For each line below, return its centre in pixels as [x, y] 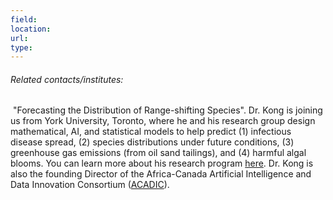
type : [21, 47]
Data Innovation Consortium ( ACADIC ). [90, 185]
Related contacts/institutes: [67, 79]
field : [24, 19]
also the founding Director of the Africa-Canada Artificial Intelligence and [161, 174]
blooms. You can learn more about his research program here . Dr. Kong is [162, 163]
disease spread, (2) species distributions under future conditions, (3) [152, 142]
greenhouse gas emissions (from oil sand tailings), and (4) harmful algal [158, 153]
